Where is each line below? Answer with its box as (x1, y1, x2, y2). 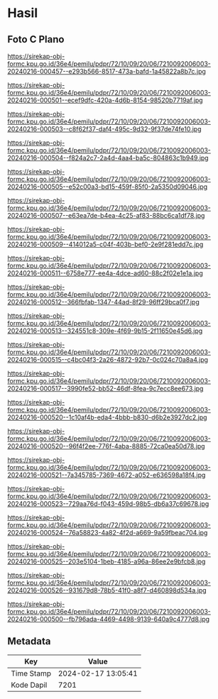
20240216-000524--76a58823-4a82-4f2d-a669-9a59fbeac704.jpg (7, 529, 208, 536)
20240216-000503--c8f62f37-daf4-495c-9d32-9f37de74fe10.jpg (7, 125, 202, 133)
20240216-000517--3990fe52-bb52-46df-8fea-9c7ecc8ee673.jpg (7, 385, 204, 392)
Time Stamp (11, 668, 52, 678)
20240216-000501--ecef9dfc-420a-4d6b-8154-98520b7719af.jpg (7, 96, 204, 104)
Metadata (7, 635, 51, 647)
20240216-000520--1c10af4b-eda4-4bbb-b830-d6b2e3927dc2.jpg (7, 413, 207, 422)
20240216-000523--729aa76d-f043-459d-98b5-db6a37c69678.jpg (7, 500, 209, 508)
